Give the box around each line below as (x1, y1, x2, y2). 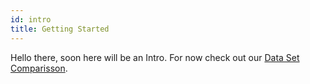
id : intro (10, 14, 52, 25)
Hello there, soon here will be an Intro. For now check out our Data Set (10, 51, 300, 63)
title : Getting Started (10, 24, 110, 34)
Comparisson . (10, 62, 68, 74)
